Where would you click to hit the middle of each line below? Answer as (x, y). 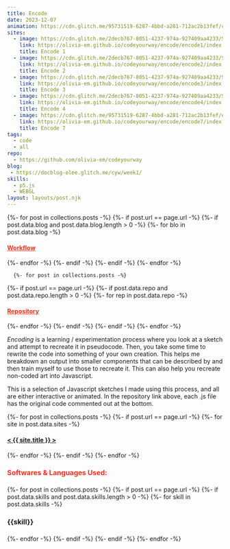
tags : (15, 134)
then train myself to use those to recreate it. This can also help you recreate (114, 369)
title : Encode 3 (43, 90)
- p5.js (24, 186)
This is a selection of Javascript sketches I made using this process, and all (113, 389)
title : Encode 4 (43, 109)
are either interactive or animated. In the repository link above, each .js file (112, 396)
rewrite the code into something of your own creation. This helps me (104, 354)
